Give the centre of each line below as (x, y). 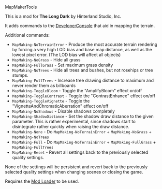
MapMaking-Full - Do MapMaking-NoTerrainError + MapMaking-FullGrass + (84, 142)
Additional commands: (27, 35)
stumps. (20, 75)
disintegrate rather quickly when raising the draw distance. (71, 127)
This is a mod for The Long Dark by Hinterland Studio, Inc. (63, 16)
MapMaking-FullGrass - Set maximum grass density (62, 65)
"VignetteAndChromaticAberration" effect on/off (60, 106)
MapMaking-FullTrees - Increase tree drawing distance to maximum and (83, 80)
